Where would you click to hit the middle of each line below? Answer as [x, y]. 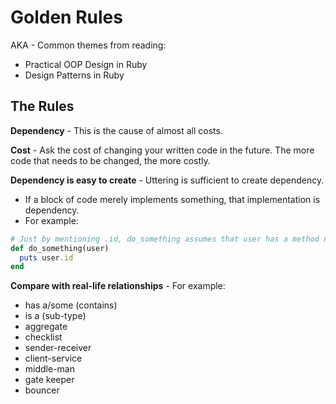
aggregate [46, 327]
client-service [53, 358]
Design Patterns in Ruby [74, 75]
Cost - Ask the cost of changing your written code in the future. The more [162, 150]
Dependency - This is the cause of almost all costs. [116, 130]
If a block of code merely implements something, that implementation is [172, 199]
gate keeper [49, 380]
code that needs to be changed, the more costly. [110, 160]
